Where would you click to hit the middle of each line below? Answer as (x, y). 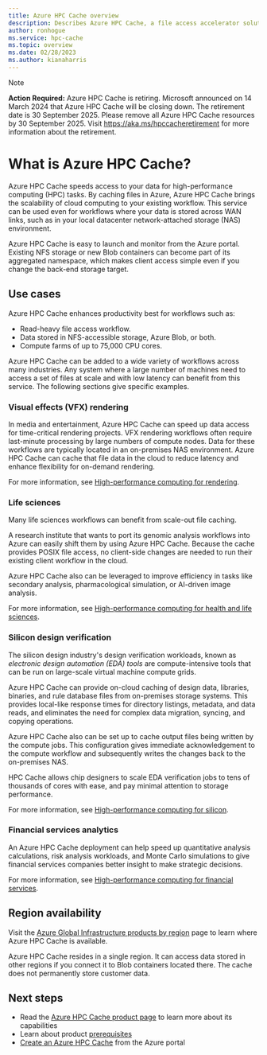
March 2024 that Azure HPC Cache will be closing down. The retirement (126, 106)
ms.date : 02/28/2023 (43, 53)
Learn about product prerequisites (76, 1034)
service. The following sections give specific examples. (99, 386)
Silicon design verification (60, 637)
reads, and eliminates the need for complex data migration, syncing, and (127, 712)
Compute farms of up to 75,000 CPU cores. (91, 345)
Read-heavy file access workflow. (75, 329)
